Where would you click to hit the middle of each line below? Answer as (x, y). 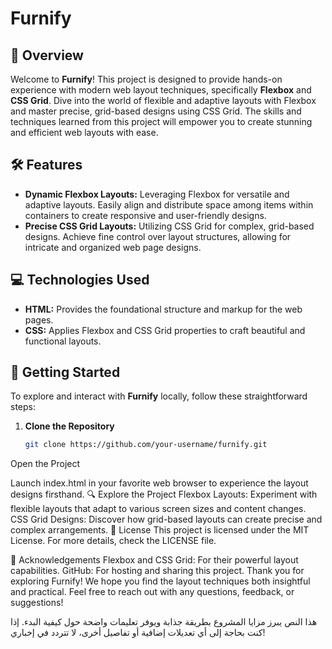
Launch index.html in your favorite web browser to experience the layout (159, 483)
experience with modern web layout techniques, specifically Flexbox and (161, 90)
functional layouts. (63, 341)
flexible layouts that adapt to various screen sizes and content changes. (158, 509)
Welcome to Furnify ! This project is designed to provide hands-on (146, 79)
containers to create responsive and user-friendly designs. (145, 215)
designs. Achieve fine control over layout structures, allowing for (158, 236)
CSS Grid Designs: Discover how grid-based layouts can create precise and (166, 519)
